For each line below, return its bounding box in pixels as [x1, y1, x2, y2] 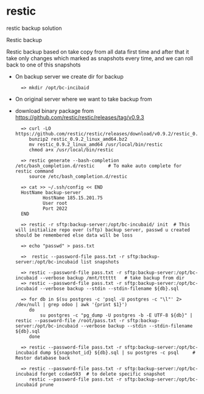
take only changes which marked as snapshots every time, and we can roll [6, 54, 194, 62]
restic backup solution [6, 24, 62, 32]
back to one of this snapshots [6, 61, 81, 68]
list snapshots [80, 259, 119, 265]
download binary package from [15, 107, 94, 114]
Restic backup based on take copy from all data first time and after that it [6, 48, 189, 56]
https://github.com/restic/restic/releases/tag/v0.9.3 [15, 113, 144, 121]
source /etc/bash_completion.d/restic [29, 173, 128, 179]
